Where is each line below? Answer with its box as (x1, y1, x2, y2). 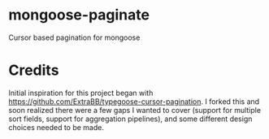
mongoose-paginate (8, 6, 150, 24)
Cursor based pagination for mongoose (8, 33, 141, 42)
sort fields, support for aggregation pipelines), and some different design (8, 114, 253, 124)
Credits (8, 61, 59, 80)
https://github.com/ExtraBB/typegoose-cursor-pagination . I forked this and (8, 96, 260, 106)
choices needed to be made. (8, 122, 104, 132)
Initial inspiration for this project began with (8, 88, 154, 98)
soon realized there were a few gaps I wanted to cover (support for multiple (8, 105, 262, 115)
